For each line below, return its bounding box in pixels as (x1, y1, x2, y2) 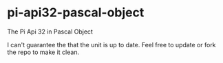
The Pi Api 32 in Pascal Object (7, 27, 93, 36)
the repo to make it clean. (7, 48, 80, 56)
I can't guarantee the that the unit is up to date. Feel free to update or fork (7, 40, 216, 49)
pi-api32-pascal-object (7, 5, 145, 21)
